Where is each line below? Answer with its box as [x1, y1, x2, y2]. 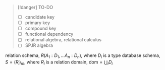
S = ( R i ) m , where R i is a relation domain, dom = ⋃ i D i [5, 59, 113, 66]
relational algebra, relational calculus [25, 37, 102, 43]
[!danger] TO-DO [17, 5, 53, 10]
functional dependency [25, 31, 74, 37]
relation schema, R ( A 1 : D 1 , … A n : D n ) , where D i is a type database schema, [5, 52, 160, 60]
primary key [25, 20, 50, 26]
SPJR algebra [25, 42, 53, 48]
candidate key [25, 14, 54, 20]
